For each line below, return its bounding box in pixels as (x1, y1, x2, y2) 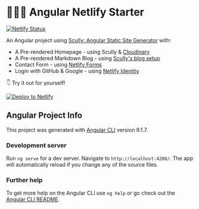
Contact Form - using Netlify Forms (14, 61, 102, 68)
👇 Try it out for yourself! (6, 79, 66, 86)
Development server (6, 141, 67, 149)
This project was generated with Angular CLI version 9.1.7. (6, 126, 148, 133)
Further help (6, 176, 43, 184)
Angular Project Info (6, 110, 83, 121)
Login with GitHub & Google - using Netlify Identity (14, 67, 139, 74)
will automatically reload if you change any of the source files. (6, 161, 158, 168)
